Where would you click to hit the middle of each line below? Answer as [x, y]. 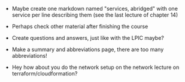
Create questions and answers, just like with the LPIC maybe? [88, 38]
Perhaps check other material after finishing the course [80, 26]
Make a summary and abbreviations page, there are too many [88, 49]
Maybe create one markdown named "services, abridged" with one [95, 9]
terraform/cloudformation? [45, 73]
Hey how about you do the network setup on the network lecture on [95, 67]
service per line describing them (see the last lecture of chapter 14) [95, 15]
